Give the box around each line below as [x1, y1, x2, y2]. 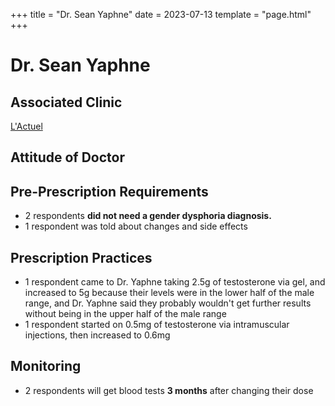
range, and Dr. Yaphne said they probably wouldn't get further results [24, 297, 312, 309]
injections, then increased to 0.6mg [24, 329, 171, 341]
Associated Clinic [10, 94, 123, 111]
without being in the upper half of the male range [24, 308, 227, 320]
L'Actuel [10, 120, 43, 132]
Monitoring [10, 358, 82, 375]
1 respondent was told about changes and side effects [24, 220, 248, 233]
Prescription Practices [10, 249, 153, 266]
